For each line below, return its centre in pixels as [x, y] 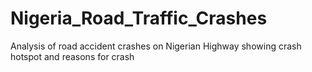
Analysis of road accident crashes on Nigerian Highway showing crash [156, 46]
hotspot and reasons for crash [72, 56]
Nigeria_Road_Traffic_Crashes [139, 18]
